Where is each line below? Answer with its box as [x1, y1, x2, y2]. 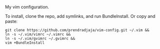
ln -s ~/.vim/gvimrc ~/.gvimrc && [5, 36, 76, 41]
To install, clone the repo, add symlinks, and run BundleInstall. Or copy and [5, 13, 156, 19]
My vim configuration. [5, 4, 49, 10]
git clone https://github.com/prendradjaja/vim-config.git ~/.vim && [5, 28, 150, 33]
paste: [5, 19, 18, 24]
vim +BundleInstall [5, 40, 45, 45]
